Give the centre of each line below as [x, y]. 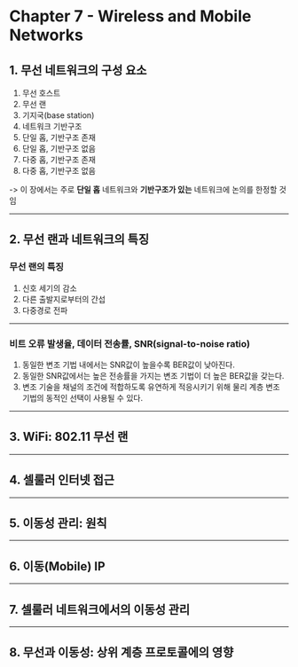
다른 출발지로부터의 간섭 [64, 299]
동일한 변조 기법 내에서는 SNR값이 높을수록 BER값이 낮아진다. [128, 365]
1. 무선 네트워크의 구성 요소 [78, 70]
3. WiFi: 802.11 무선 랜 [69, 437]
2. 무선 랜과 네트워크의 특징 [79, 240]
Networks [47, 35]
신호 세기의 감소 [49, 288]
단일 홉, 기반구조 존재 [59, 137]
